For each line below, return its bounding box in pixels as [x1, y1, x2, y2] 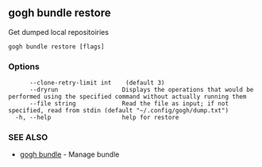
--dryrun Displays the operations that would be [29, 86, 254, 94]
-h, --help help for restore [15, 114, 179, 122]
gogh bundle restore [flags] [8, 43, 105, 51]
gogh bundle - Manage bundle [19, 150, 120, 159]
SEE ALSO [8, 132, 48, 143]
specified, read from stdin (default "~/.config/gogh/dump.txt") [8, 107, 229, 115]
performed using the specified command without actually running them [8, 93, 247, 101]
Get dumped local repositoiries [8, 27, 110, 36]
